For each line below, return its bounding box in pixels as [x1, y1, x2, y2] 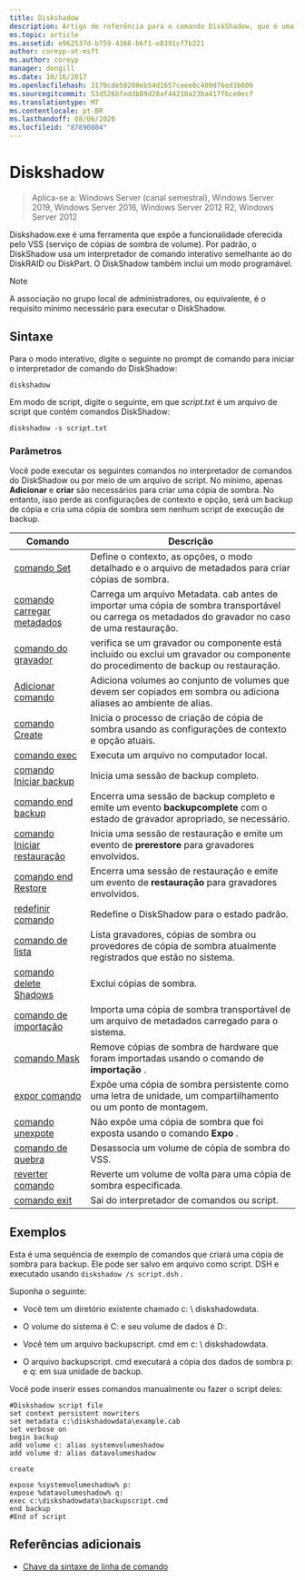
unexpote [14, 1127, 54, 1140]
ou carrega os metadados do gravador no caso [90, 610, 291, 623]
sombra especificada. [90, 1180, 183, 1192]
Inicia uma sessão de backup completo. [90, 769, 260, 782]
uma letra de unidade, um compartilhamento [90, 1090, 280, 1102]
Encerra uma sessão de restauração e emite [90, 864, 279, 877]
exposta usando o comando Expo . [90, 1127, 239, 1140]
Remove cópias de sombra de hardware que [90, 1041, 279, 1053]
